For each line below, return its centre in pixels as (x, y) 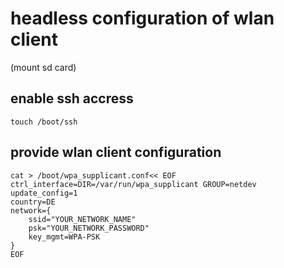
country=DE (33, 202)
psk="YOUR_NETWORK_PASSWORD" (89, 228)
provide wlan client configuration (116, 152)
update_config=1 (44, 193)
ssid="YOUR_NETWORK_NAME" (82, 219)
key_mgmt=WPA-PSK (64, 237)
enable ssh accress (72, 98)
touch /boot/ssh (44, 122)
